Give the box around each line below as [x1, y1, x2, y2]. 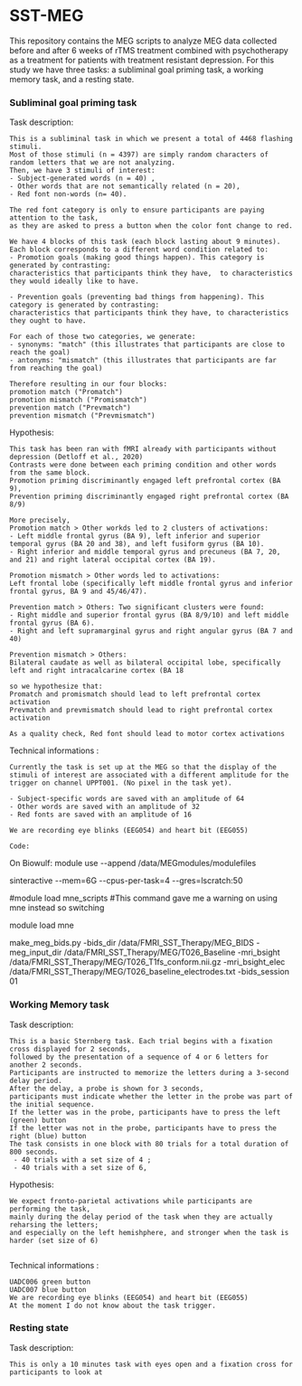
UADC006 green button [9, 1277, 91, 1287]
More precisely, [9, 516, 71, 525]
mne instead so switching [9, 902, 105, 913]
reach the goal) [9, 348, 71, 357]
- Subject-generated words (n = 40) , [9, 174, 156, 184]
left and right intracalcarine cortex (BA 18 [9, 666, 184, 675]
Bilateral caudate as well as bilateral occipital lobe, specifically [9, 658, 281, 667]
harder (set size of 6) [9, 1236, 99, 1245]
